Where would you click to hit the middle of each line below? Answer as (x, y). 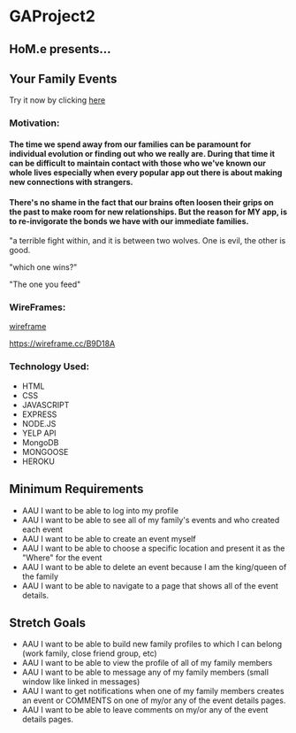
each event (42, 529)
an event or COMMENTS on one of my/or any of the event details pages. (154, 700)
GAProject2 (52, 16)
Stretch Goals (48, 623)
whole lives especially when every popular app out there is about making (146, 172)
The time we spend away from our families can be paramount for (130, 144)
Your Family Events (63, 78)
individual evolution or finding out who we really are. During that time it (142, 153)
